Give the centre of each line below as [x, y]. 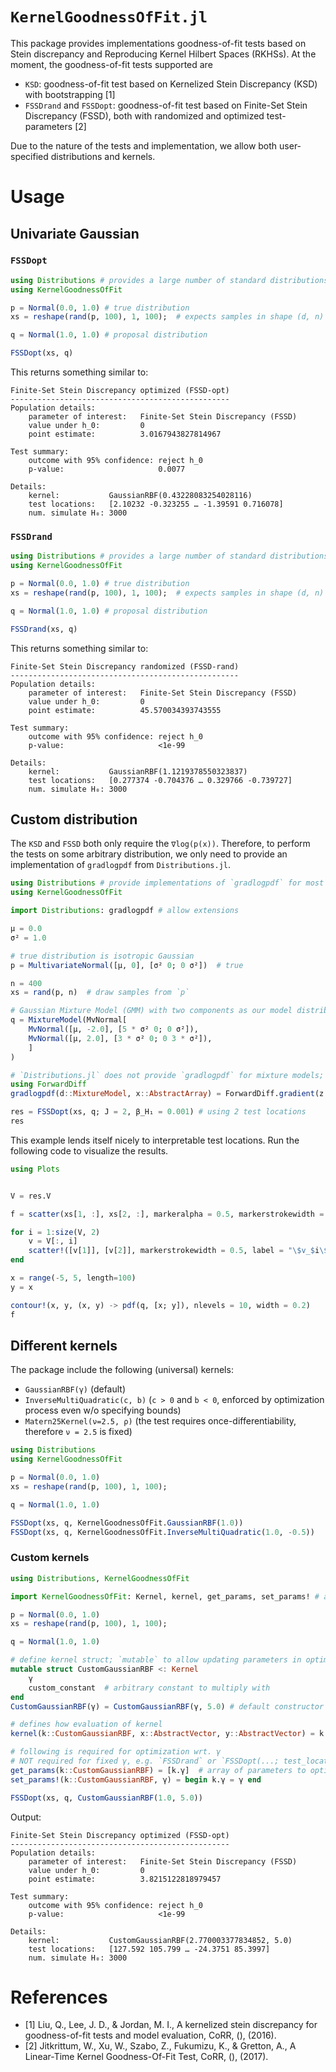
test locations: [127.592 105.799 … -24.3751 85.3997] [149, 1949]
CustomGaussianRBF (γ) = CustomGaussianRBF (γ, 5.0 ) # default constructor [167, 1706]
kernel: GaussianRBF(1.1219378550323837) [138, 771]
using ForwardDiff [48, 1084]
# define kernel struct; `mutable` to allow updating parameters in [156, 1660]
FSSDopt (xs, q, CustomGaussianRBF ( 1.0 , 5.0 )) [106, 1798]
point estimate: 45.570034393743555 [125, 710]
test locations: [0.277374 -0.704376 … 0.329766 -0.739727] [160, 780]
